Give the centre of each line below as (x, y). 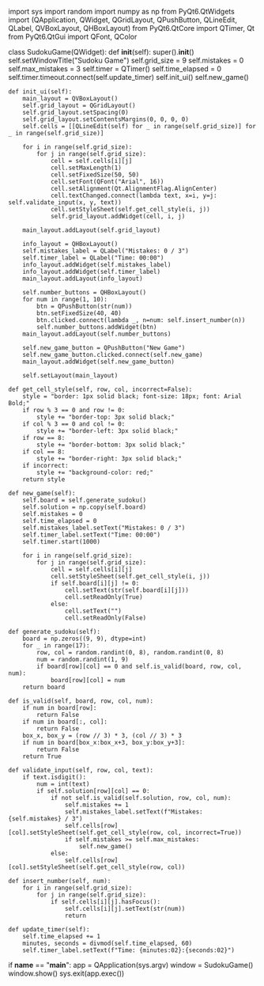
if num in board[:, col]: (65, 722)
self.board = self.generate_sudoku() (85, 500)
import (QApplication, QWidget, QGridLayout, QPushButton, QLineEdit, (123, 20)
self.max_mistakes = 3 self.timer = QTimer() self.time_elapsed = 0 (115, 69)
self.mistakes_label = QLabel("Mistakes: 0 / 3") (106, 251)
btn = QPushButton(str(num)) (85, 306)
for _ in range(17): (56, 646)
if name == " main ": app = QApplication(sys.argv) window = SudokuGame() (131, 965)
